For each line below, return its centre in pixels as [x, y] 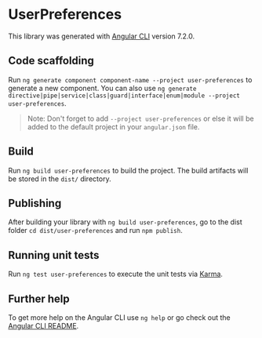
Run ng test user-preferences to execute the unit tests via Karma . [116, 274]
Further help [39, 298]
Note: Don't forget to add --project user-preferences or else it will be [140, 118]
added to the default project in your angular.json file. [113, 126]
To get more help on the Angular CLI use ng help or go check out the [119, 318]
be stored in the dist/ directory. [60, 179]
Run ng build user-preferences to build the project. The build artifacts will [128, 170]
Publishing [35, 203]
